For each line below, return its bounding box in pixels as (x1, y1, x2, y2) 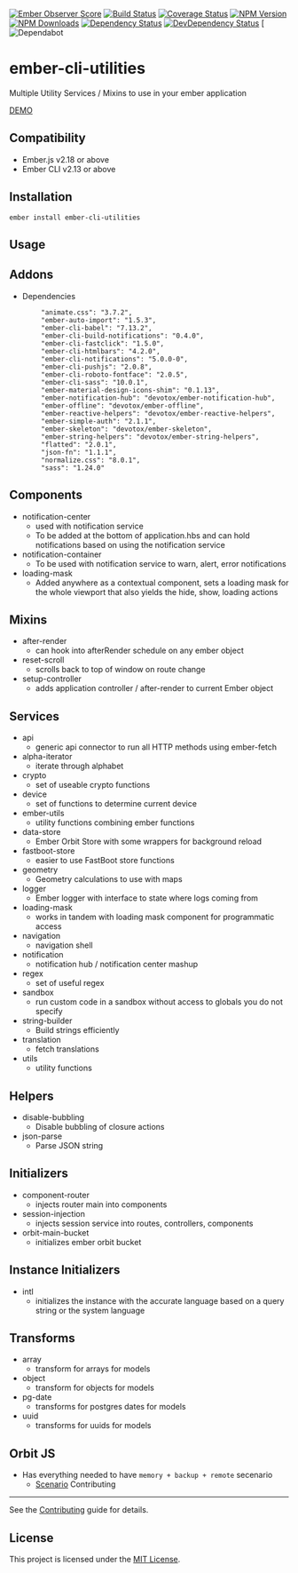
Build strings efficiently (35, 1025, 120, 1036)
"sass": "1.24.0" (41, 463, 105, 473)
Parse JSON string (35, 1140, 104, 1151)
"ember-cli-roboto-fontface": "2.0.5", (41, 369, 189, 379)
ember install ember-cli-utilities (9, 213, 141, 222)
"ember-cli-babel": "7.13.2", (41, 323, 153, 332)
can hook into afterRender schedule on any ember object (35, 645, 244, 656)
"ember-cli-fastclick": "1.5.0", (41, 338, 165, 348)
